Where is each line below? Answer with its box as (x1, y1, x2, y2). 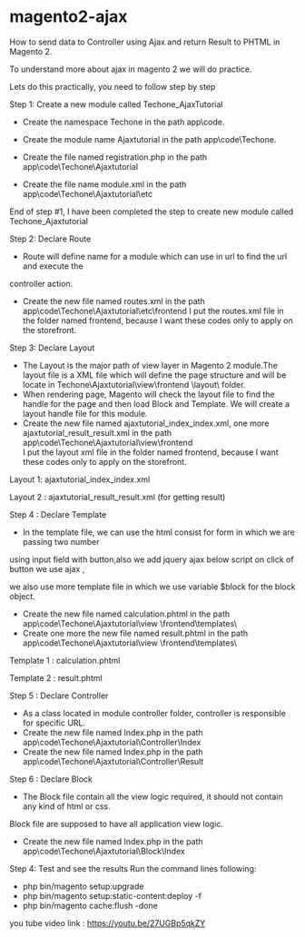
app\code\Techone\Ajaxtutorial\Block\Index (22, 845, 186, 856)
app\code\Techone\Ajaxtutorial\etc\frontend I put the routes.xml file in (22, 305, 284, 316)
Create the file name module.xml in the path (22, 179, 187, 190)
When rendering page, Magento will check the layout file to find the (22, 389, 275, 399)
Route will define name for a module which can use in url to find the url (22, 251, 288, 261)
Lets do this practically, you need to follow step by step (9, 81, 216, 92)
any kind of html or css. (22, 801, 111, 812)
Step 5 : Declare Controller (9, 690, 109, 701)
